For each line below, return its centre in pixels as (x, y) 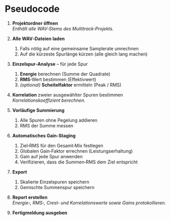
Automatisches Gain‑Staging (44, 135)
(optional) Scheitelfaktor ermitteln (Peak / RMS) (70, 85)
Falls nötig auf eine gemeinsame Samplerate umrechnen (79, 48)
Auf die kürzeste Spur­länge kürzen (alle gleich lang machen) (84, 54)
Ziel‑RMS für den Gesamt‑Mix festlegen (61, 145)
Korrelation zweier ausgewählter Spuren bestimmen (68, 95)
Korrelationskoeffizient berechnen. (49, 100)
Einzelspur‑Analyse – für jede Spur (50, 64)
